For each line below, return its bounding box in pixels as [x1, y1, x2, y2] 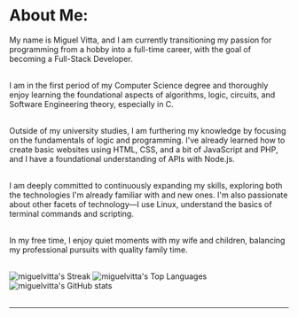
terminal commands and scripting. [9, 208, 135, 219]
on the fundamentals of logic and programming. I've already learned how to [9, 135, 286, 145]
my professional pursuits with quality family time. [9, 244, 188, 255]
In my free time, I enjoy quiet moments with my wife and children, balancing [9, 235, 286, 245]
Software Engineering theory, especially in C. [9, 98, 175, 109]
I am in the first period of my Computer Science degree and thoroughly [9, 80, 269, 90]
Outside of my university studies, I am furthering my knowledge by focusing [9, 125, 286, 135]
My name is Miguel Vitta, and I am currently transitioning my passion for [9, 35, 272, 45]
